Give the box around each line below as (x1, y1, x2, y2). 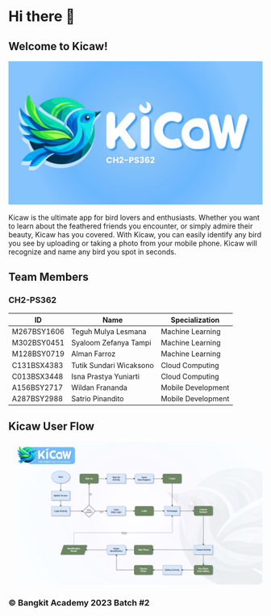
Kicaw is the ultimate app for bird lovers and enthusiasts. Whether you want (8, 212, 261, 222)
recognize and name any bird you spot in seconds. (8, 246, 177, 257)
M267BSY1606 (11, 326, 65, 336)
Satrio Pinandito (71, 394, 124, 404)
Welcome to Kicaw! (8, 40, 108, 53)
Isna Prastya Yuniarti (71, 371, 140, 381)
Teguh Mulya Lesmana (71, 326, 147, 336)
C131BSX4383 (11, 360, 64, 370)
